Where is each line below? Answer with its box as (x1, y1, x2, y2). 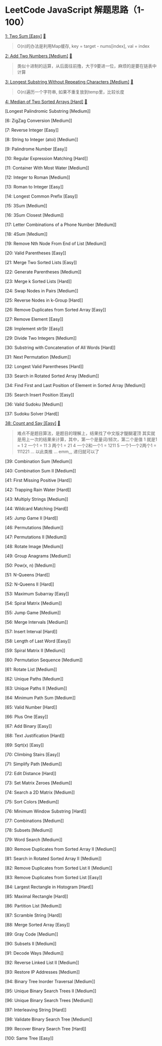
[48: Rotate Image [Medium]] (5, 543, 63, 549)
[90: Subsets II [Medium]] (5, 941, 57, 946)
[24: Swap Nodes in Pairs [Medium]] (5, 287, 79, 293)
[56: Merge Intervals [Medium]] (5, 619, 68, 625)
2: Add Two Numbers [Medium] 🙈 (5, 53, 73, 59)
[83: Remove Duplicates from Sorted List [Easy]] (5, 874, 102, 880)
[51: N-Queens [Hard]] (5, 572, 50, 577)
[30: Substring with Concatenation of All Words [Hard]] (5, 345, 116, 350)
